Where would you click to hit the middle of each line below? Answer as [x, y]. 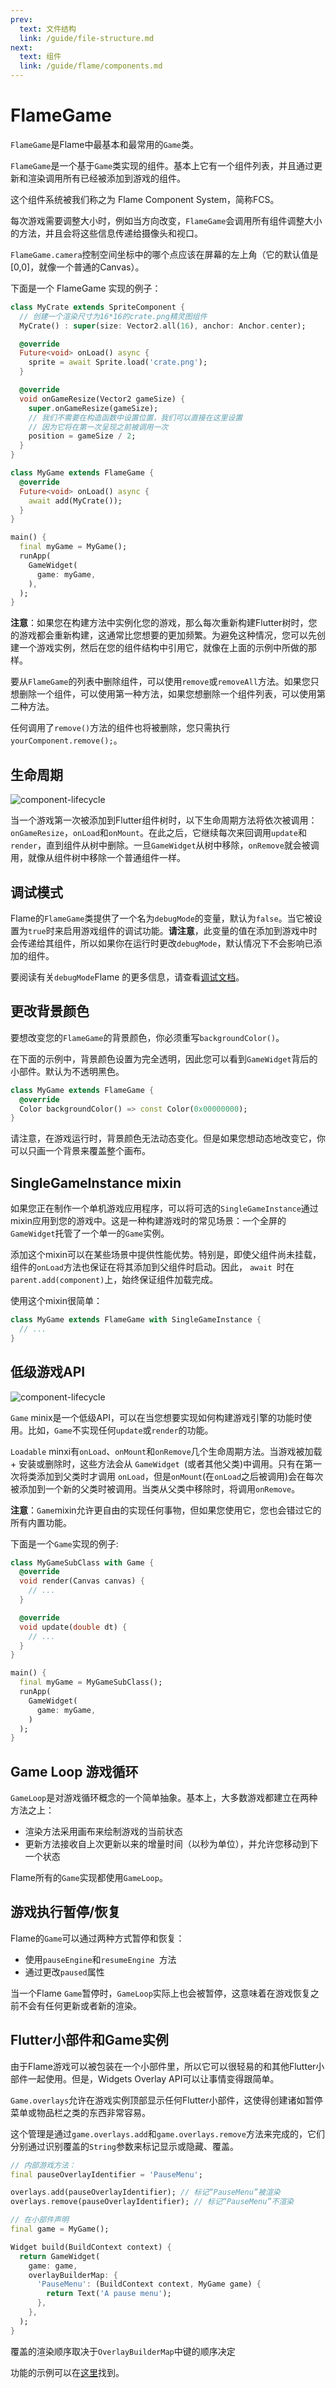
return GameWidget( [60, 2256]
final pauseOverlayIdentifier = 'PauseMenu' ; [106, 2174]
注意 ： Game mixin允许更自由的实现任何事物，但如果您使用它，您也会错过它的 [166, 1510]
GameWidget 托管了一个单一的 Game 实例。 [90, 1233]
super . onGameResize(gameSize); [93, 408]
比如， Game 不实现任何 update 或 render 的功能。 [120, 1430]
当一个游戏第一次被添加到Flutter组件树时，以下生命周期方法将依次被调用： [164, 820]
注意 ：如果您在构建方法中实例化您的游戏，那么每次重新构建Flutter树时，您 [164, 623]
